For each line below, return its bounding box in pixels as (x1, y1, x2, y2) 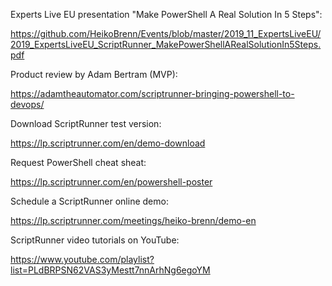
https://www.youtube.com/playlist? (10, 254, 155, 265)
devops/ (10, 99, 45, 110)
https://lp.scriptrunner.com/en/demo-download (10, 137, 206, 149)
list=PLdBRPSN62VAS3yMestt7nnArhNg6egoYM (10, 264, 211, 276)
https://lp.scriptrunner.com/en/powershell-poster (10, 176, 213, 188)
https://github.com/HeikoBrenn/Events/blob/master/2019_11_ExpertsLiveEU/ (10, 28, 322, 39)
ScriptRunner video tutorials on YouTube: (10, 234, 180, 246)
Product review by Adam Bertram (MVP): (10, 69, 178, 80)
